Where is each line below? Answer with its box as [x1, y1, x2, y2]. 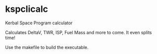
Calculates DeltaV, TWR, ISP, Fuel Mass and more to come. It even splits [5, 29, 152, 35]
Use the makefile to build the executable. [5, 44, 89, 50]
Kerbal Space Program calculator [5, 20, 73, 26]
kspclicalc [5, 3, 49, 15]
